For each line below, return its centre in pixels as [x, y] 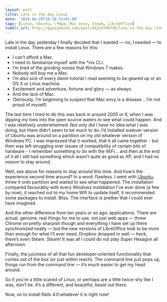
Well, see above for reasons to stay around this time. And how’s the [74, 171]
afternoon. [16, 244]
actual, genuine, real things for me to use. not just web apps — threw [76, 218]
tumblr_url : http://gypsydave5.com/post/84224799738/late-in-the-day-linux [85, 28]
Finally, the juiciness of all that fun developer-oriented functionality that [78, 254]
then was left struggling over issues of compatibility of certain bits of [76, 146]
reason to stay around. [28, 162]
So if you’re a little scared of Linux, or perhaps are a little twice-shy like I [79, 280]
